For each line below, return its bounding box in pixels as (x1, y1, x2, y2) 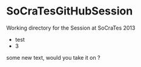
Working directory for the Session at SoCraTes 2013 (6, 24, 136, 31)
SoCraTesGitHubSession (6, 4, 133, 18)
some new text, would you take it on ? (6, 54, 101, 61)
